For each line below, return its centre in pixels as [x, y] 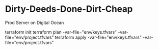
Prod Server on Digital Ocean [35, 23]
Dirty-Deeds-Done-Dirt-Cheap [69, 9]
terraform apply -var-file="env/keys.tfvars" [98, 37]
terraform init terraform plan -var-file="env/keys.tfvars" [61, 32]
